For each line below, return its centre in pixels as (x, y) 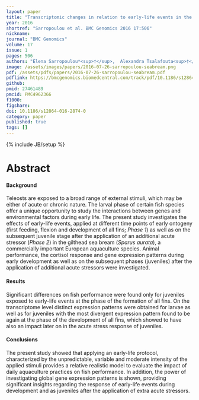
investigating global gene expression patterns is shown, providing (86, 378)
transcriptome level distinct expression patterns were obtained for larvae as (98, 307)
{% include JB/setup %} (36, 144)
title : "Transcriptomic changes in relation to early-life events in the (99, 17)
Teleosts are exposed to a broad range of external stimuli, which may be (94, 198)
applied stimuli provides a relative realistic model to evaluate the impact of (97, 365)
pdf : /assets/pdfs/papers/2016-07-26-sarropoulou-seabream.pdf (86, 72)
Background (22, 185)
